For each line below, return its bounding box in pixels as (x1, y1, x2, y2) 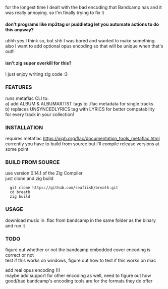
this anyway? (5, 26, 34, 32)
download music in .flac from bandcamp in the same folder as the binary (5, 217, 156, 223)
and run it (5, 222, 25, 228)
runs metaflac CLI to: (5, 95, 49, 101)
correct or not (5, 252, 34, 258)
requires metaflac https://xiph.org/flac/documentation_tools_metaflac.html (5, 136, 160, 141)
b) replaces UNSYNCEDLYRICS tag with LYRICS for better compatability (5, 106, 155, 112)
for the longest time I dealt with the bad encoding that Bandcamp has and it (5, 5, 162, 10)
